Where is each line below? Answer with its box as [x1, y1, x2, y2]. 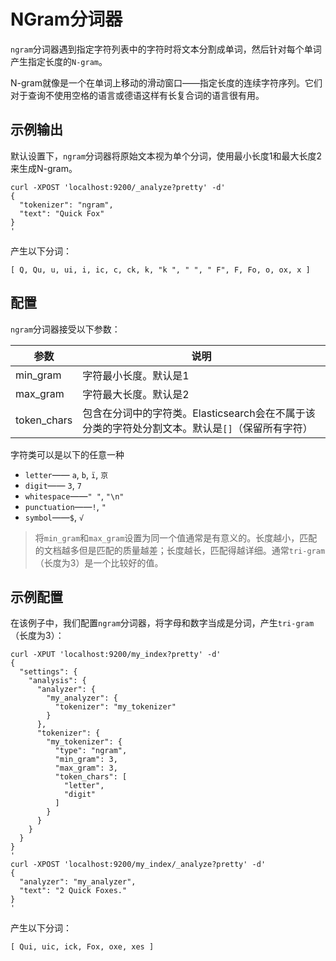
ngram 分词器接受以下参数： [10, 323, 121, 335]
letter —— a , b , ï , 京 [24, 468, 109, 480]
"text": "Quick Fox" [19, 208, 105, 219]
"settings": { [19, 667, 78, 677]
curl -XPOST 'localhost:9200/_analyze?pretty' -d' [10, 182, 226, 192]
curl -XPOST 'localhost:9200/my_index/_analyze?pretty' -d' [10, 860, 267, 870]
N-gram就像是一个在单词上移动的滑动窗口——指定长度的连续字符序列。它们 [10, 76, 323, 89]
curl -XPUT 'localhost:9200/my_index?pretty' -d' [10, 650, 222, 660]
